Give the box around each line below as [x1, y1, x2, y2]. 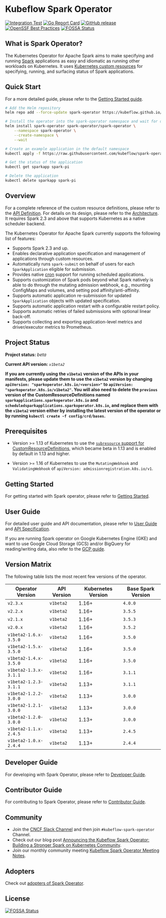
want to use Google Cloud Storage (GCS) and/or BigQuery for [5, 541, 131, 547]
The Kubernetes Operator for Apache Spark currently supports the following [5, 230, 161, 236]
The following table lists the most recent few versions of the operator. [5, 573, 147, 579]
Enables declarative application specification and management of [12, 250, 146, 256]
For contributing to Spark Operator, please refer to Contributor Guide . [5, 799, 146, 805]
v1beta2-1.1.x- [7, 726, 43, 731]
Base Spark [126, 585, 155, 592]
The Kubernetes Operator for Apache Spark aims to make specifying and [5, 52, 154, 58]
